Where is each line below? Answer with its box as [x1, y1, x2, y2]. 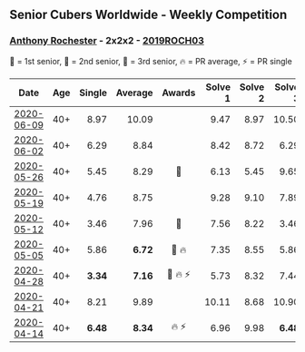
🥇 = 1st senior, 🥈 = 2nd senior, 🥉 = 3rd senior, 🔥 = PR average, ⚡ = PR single [9, 55, 292, 66]
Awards [162, 86, 196, 99]
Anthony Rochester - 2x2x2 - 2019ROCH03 [9, 34, 204, 47]
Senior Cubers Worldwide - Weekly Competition [9, 7, 288, 23]
